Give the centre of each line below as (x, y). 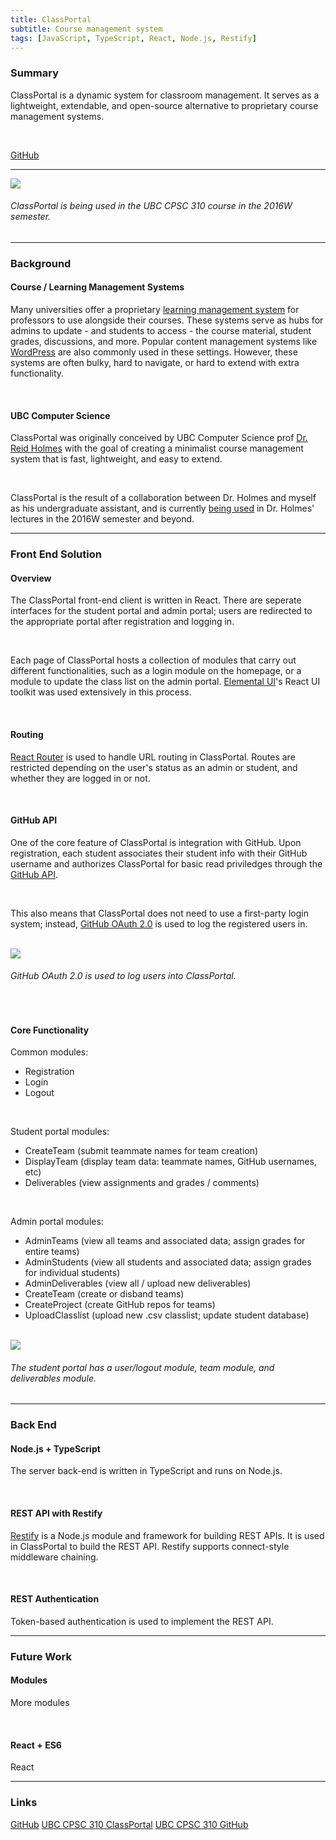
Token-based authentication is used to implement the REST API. (142, 1621)
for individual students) (72, 1273)
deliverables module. (53, 1378)
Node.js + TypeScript (55, 1448)
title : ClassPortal (51, 19)
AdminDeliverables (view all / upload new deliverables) (138, 1283)
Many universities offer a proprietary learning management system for (155, 309)
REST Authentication (55, 1599)
